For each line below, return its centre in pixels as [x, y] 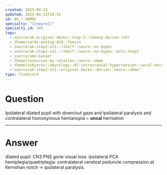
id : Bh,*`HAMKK [21, 19]
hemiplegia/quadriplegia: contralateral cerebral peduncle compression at [80, 162]
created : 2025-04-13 [27, 10]
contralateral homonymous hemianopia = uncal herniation [65, 118]
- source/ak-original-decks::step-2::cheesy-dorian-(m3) [70, 38]
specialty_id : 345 [24, 28]
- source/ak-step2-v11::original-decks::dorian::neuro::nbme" [75, 70]
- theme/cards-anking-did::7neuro [45, 42]
